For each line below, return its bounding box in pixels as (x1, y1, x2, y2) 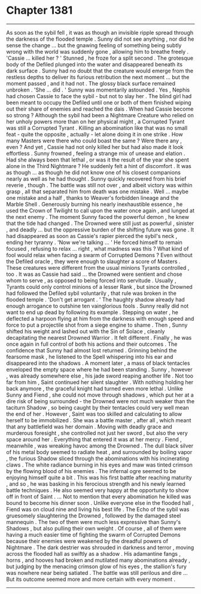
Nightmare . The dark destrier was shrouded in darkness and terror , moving (6, 544, 194, 551)
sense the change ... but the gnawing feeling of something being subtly (6, 41, 182, 48)
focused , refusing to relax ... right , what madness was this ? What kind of (6, 245, 189, 252)
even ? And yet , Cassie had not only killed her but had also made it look (6, 143, 184, 150)
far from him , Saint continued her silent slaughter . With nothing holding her (6, 378, 194, 386)
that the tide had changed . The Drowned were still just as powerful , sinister (6, 220, 194, 227)
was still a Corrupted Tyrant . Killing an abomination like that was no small (6, 124, 188, 132)
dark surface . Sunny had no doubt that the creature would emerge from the (6, 67, 193, 74)
